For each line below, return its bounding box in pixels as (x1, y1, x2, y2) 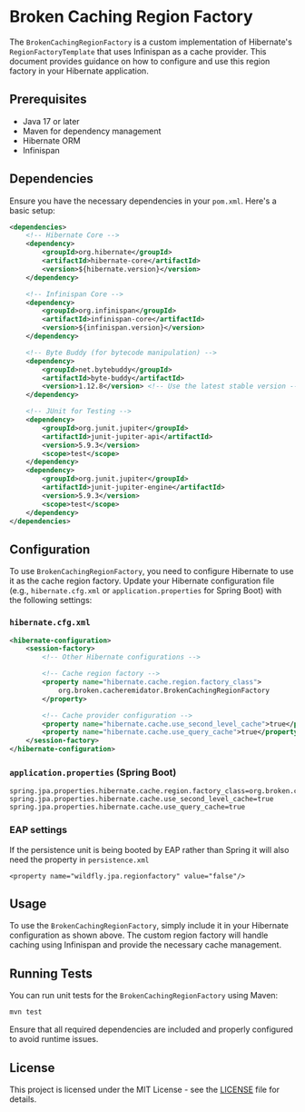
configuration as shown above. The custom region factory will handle (9, 929, 269, 941)
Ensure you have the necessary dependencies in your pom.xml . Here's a (9, 195, 277, 206)
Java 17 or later (22, 115, 80, 126)
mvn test (9, 1008, 43, 1017)
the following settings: (9, 595, 93, 606)
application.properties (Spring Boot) (9, 766, 177, 779)
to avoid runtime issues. (9, 1034, 99, 1045)
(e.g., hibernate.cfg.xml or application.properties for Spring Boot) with (9, 585, 282, 596)
